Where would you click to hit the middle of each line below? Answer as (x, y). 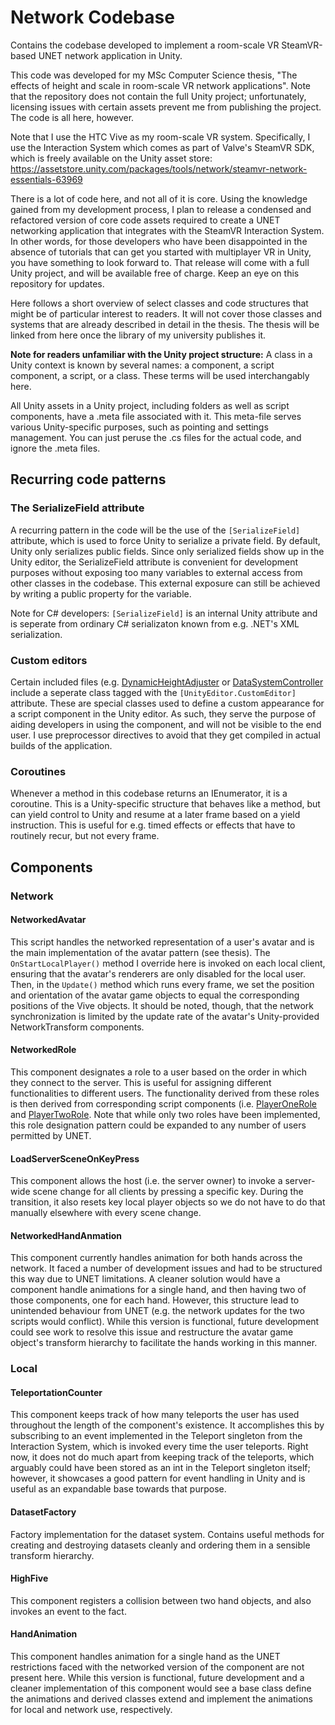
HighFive (29, 1578)
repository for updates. (57, 283)
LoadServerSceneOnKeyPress (75, 1158)
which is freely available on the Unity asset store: (111, 158)
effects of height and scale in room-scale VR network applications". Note (160, 85)
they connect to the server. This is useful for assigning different (141, 1082)
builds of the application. (61, 745)
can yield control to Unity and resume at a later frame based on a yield (155, 815)
